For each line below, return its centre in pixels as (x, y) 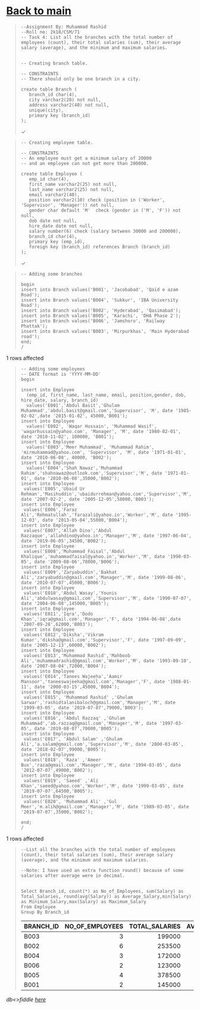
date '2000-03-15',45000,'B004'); (77, 687)
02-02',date (35, 416)
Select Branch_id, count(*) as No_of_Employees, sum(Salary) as (102, 891)
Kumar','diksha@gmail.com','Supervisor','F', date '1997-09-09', (103, 640)
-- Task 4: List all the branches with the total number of (97, 37)
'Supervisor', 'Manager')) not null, (68, 205)
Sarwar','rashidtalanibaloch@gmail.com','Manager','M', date (98, 702)
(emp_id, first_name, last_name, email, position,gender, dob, (106, 395)
